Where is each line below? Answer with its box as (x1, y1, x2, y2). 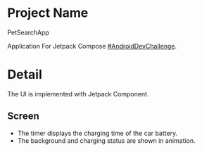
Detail (7, 67, 42, 82)
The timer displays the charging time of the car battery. (17, 129, 178, 137)
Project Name (7, 5, 89, 21)
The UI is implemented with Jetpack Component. (7, 89, 149, 98)
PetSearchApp (7, 28, 49, 37)
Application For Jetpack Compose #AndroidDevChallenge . (7, 42, 177, 50)
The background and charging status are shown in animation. (17, 136, 196, 145)
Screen (7, 110, 40, 122)
